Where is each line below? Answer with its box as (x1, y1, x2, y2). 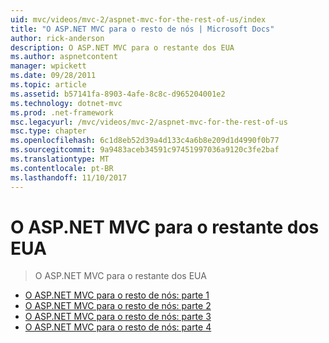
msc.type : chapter (10, 126, 87, 136)
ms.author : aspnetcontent (10, 52, 118, 62)
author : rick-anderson (10, 33, 105, 43)
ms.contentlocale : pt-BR (10, 163, 114, 173)
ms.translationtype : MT (10, 154, 110, 164)
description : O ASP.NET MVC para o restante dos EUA (10, 42, 235, 53)
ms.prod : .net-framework (10, 107, 114, 118)
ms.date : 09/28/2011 (10, 71, 97, 81)
